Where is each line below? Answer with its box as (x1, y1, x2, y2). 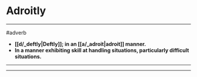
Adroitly (6, 4, 46, 18)
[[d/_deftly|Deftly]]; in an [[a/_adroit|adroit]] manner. (14, 40, 147, 48)
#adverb (6, 29, 27, 36)
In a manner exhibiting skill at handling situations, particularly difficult (14, 46, 189, 53)
